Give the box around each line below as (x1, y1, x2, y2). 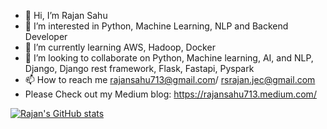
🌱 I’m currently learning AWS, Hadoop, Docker (24, 41, 216, 53)
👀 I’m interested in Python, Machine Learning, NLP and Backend (24, 20, 289, 32)
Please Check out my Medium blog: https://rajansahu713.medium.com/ (24, 88, 317, 100)
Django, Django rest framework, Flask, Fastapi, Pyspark (24, 63, 255, 74)
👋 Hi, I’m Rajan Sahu (24, 10, 108, 21)
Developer (24, 31, 68, 42)
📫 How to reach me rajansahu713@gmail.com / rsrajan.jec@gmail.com (24, 74, 316, 85)
